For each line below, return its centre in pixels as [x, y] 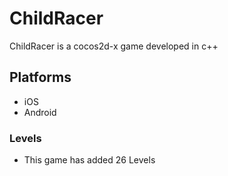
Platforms [40, 77]
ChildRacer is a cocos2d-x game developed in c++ [114, 46]
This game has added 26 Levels [89, 160]
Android [40, 112]
